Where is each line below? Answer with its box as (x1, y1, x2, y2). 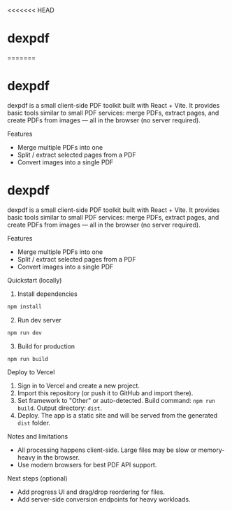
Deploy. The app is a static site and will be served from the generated (17, 411, 218, 420)
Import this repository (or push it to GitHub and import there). (17, 389, 194, 397)
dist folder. (17, 419, 51, 427)
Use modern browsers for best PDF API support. (17, 461, 157, 469)
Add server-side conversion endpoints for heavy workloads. (17, 495, 191, 504)
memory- (198, 446, 225, 454)
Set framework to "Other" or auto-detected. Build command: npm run (17, 397, 215, 405)
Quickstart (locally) (7, 276, 62, 284)
